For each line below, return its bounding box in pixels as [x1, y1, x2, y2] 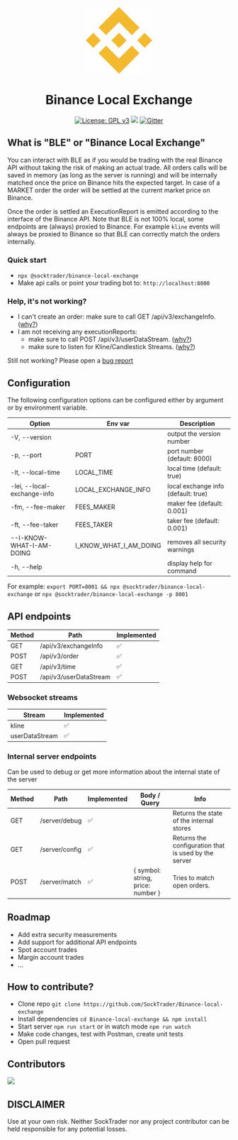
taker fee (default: [167, 517, 220, 525]
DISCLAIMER [7, 1098, 65, 1110]
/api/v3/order [40, 652, 79, 660]
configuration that [172, 841, 225, 850]
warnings [167, 545, 195, 554]
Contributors [7, 1058, 66, 1070]
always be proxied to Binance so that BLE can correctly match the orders [7, 229, 220, 238]
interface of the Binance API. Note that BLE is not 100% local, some [7, 214, 204, 223]
